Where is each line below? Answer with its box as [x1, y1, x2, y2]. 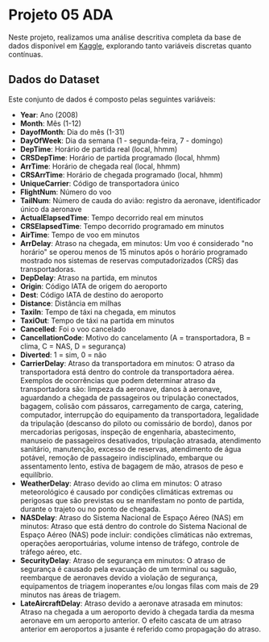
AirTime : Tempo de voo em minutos [19, 230, 140, 240]
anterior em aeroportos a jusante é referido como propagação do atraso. [19, 623, 262, 634]
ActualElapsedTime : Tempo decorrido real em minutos [19, 212, 204, 223]
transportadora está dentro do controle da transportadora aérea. [19, 367, 235, 377]
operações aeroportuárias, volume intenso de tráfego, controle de [19, 538, 240, 548]
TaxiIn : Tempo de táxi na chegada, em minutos [19, 306, 176, 316]
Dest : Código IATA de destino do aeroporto [19, 290, 163, 299]
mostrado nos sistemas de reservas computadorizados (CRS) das [19, 256, 239, 265]
